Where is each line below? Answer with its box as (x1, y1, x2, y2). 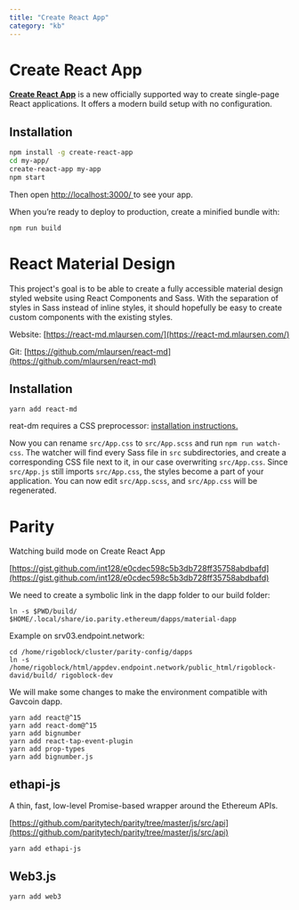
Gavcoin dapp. (9, 696, 63, 707)
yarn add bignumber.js (9, 752, 93, 762)
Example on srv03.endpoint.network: (9, 630, 145, 642)
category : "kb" (9, 21, 66, 30)
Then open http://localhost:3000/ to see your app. (9, 189, 194, 200)
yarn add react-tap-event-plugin (9, 737, 133, 746)
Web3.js (9, 868, 57, 883)
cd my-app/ (9, 157, 50, 166)
